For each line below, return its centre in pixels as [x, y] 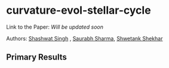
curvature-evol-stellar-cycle [79, 10]
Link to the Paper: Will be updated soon [55, 27]
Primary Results [36, 57]
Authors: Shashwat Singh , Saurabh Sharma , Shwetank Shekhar [84, 38]
